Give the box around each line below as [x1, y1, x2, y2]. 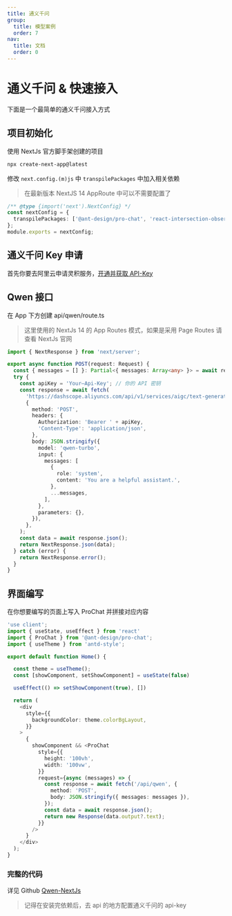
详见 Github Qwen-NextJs [7, 886, 81, 895]
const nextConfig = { [7, 209, 70, 216]
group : [7, 17, 26, 24]
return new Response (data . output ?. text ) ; [43, 813, 166, 820]
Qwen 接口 [7, 292, 54, 303]
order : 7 [13, 29, 39, 37]
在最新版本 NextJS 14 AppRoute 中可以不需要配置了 [23, 188, 171, 197]
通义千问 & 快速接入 [7, 81, 119, 97]
